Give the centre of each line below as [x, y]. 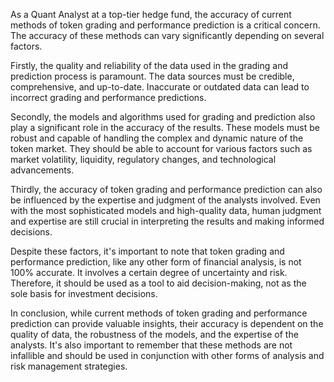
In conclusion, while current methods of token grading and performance [159, 313]
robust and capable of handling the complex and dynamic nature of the [157, 138]
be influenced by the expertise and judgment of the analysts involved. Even [165, 200]
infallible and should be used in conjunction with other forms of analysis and [167, 355]
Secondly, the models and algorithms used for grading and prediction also [163, 117]
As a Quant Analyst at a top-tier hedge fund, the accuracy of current [151, 14]
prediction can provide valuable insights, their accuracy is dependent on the [167, 323]
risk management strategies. [69, 366]
